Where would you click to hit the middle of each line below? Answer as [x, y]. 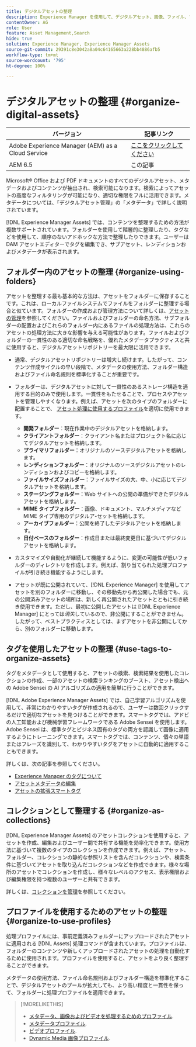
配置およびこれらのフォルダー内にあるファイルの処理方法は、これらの [106, 326]
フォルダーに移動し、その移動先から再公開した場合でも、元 [117, 592]
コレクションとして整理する [56, 811]
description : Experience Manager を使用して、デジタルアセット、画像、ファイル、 [97, 17]
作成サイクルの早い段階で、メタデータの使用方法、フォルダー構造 [109, 367]
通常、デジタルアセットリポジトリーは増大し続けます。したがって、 [96, 360]
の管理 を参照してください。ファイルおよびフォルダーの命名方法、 [85, 318]
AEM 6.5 [21, 165]
